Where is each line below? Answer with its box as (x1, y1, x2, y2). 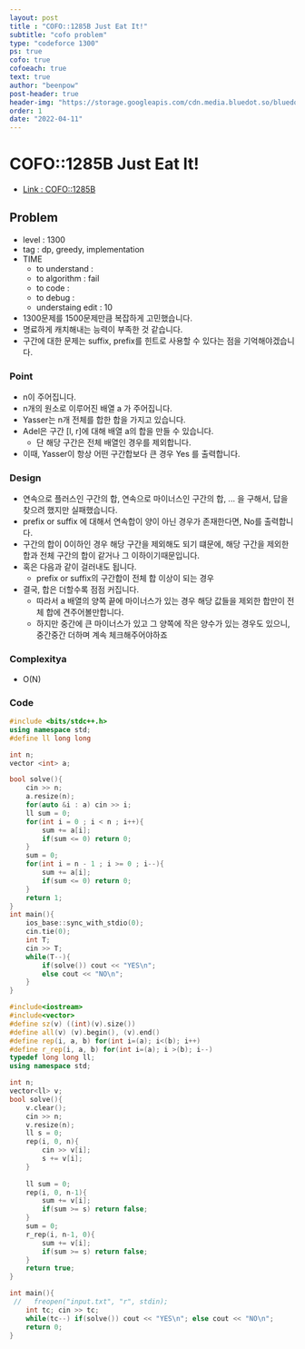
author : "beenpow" (9, 81, 79, 90)
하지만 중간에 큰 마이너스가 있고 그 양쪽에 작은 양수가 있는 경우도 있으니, (35, 619, 290, 630)
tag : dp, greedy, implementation (22, 243, 145, 254)
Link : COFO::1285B (22, 184, 96, 195)
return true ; (25, 1264, 75, 1273)
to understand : (35, 263, 93, 273)
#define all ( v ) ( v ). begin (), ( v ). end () (9, 1027, 161, 1037)
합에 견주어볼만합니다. (45, 607, 124, 618)
